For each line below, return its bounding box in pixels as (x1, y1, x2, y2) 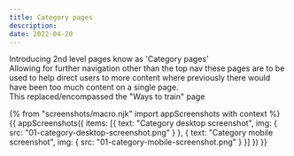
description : (9, 21, 58, 30)
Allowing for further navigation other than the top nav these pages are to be (9, 63, 285, 74)
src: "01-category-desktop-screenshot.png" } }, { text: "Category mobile (9, 128, 274, 138)
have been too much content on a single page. (9, 82, 179, 93)
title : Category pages (9, 12, 93, 22)
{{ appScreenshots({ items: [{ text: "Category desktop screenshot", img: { (9, 118, 277, 129)
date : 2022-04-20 (9, 29, 73, 38)
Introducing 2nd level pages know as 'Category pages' (9, 54, 210, 65)
